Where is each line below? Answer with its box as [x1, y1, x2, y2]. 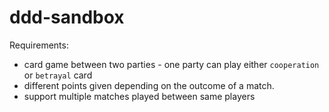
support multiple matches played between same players [23, 90, 256, 102]
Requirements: [9, 39, 69, 51]
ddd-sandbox [9, 6, 125, 29]
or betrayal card [23, 69, 93, 81]
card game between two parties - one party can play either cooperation [23, 58, 320, 70]
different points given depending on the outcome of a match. [23, 79, 275, 91]
